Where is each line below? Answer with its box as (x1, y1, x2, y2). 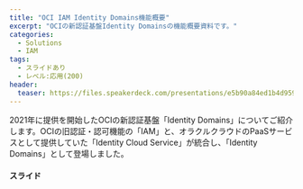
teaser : (17, 88, 47, 97)
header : (9, 80, 39, 89)
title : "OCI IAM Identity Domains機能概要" (9, 13, 170, 22)
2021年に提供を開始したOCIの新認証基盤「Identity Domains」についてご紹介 (9, 114, 293, 125)
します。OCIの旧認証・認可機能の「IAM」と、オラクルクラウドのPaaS (9, 125, 270, 136)
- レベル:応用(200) (17, 72, 84, 81)
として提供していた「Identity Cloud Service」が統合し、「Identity (16, 137, 258, 148)
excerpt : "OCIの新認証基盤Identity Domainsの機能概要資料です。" (9, 22, 237, 31)
